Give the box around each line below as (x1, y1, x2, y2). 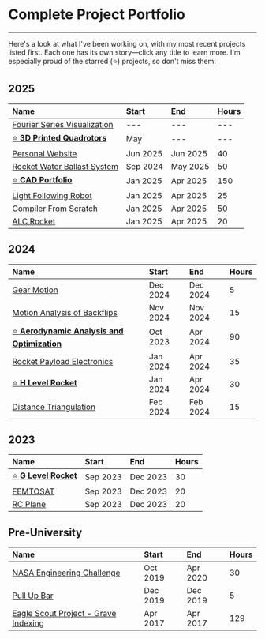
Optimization (12, 338, 62, 349)
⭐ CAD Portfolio (12, 174, 73, 185)
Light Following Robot (12, 190, 92, 201)
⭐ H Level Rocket (12, 378, 77, 389)
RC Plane (12, 499, 47, 510)
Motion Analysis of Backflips (12, 306, 118, 318)
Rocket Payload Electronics (12, 355, 114, 366)
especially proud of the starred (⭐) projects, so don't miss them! (8, 56, 217, 66)
